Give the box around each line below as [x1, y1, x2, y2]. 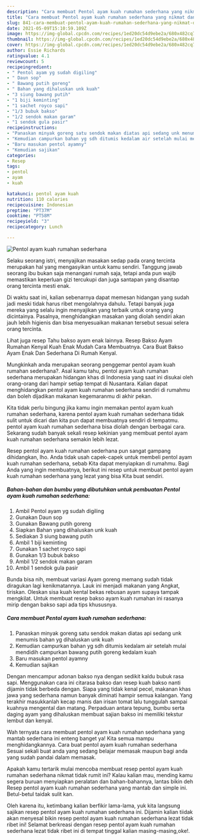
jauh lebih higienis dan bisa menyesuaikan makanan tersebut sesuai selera [7, 319, 189, 326]
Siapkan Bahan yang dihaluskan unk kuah [15, 526, 118, 533]
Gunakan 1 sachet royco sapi [15, 545, 86, 552]
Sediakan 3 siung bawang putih [15, 533, 93, 540]
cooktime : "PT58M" [7, 213, 52, 219]
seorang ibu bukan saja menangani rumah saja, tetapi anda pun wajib [7, 269, 176, 276]
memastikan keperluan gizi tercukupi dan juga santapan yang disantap [7, 276, 180, 283]
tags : [7, 163, 20, 169]
